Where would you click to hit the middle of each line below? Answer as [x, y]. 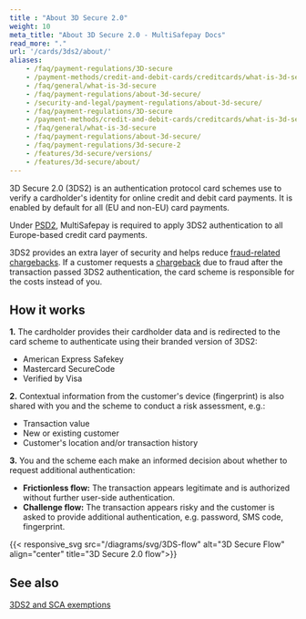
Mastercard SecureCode [69, 369]
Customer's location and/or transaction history [110, 443]
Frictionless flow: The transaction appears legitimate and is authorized [156, 488]
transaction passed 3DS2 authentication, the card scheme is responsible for [152, 272]
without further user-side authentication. [99, 498]
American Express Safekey [73, 359]
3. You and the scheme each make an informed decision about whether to [148, 460]
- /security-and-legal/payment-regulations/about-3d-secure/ [144, 103]
